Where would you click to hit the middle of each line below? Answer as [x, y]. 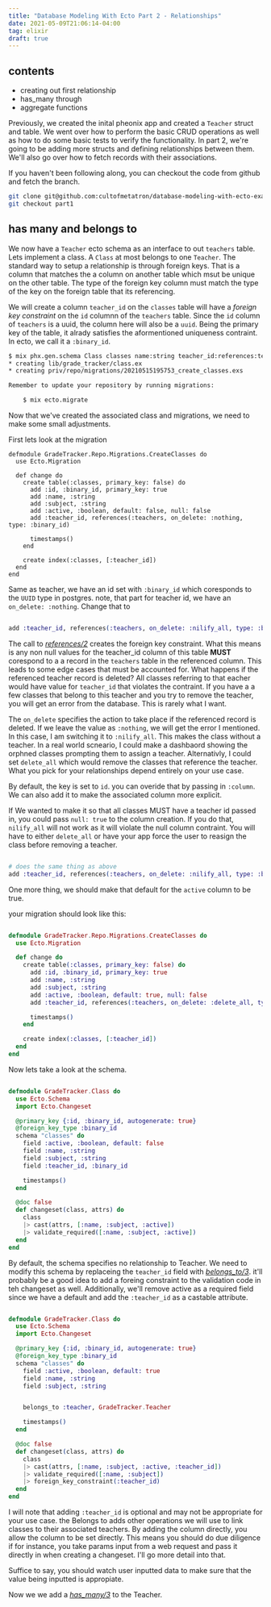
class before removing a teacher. [63, 844]
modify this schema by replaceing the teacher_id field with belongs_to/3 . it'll [135, 1272]
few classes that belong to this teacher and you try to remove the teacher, [131, 695]
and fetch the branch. [44, 181]
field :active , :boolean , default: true [92, 1371]
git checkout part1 [41, 204]
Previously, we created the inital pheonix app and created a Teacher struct [131, 123]
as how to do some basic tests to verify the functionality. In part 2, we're [128, 140]
